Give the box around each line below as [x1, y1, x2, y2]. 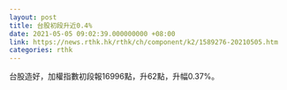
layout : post [9, 12, 57, 22]
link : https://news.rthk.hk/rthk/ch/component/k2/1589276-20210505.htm [9, 37, 278, 47]
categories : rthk [9, 46, 73, 55]
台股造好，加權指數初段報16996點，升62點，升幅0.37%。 [9, 71, 220, 82]
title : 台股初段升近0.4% [9, 21, 93, 30]
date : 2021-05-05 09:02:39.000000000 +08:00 [9, 29, 176, 38]
